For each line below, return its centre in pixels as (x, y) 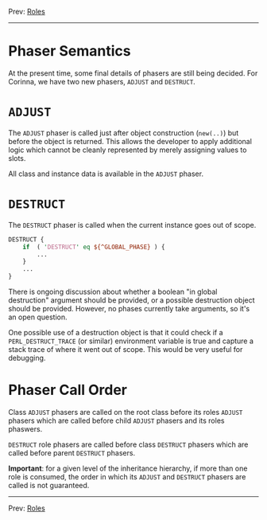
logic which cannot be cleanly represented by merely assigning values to (128, 150)
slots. (17, 158)
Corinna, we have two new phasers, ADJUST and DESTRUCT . (102, 81)
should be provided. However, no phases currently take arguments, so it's (129, 309)
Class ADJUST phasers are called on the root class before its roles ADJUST (126, 412)
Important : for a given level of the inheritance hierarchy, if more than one (128, 468)
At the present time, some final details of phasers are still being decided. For (133, 73)
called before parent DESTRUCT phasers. (72, 453)
